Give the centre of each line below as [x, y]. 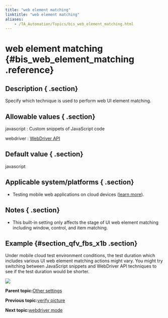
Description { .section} [42, 89]
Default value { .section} [45, 154]
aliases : [14, 19]
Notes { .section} [33, 210]
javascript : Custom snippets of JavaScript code [55, 129]
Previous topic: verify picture [35, 300]
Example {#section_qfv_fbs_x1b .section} [71, 243]
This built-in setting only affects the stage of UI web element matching [86, 222]
